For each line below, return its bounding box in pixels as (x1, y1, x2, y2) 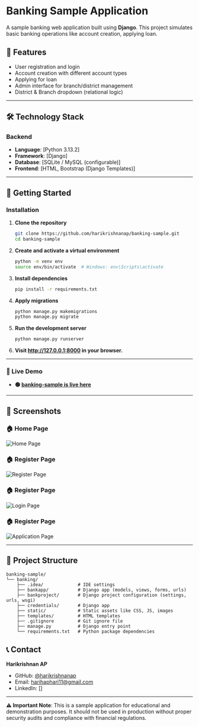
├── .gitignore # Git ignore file (17, 618, 123, 624)
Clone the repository (14, 219, 67, 226)
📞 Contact (6, 644, 41, 655)
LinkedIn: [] (14, 684, 43, 691)
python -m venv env (14, 258, 63, 264)
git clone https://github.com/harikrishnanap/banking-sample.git (14, 230, 179, 237)
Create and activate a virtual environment (14, 246, 120, 254)
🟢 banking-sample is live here (14, 381, 92, 388)
